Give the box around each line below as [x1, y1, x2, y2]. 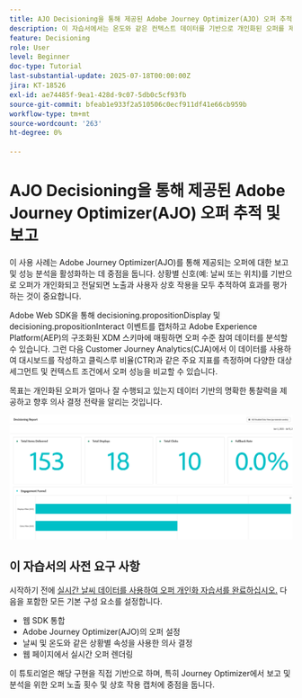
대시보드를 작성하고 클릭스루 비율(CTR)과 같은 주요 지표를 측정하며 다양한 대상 [18, 354, 292, 365]
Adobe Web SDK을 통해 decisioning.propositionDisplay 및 [9, 309, 221, 320]
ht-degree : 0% [9, 129, 63, 138]
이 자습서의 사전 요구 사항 [9, 559, 141, 575]
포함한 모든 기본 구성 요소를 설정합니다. [25, 595, 164, 606]
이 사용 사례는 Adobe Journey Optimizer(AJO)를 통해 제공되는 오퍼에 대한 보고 [9, 256, 289, 267]
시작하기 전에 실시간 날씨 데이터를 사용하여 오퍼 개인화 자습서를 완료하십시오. [9, 585, 279, 595]
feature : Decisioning [9, 33, 91, 42]
